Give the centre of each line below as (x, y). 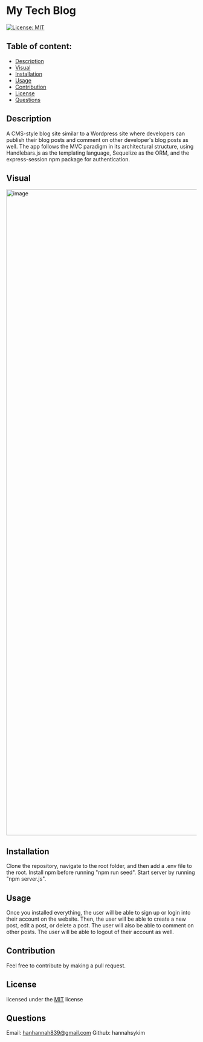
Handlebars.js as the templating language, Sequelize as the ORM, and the (98, 153)
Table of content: (39, 46)
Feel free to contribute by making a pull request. (66, 966)
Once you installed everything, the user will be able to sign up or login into (98, 913)
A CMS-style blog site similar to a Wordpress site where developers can (96, 133)
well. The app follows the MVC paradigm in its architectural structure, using (100, 146)
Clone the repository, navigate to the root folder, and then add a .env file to (99, 866)
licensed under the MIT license (45, 999)
